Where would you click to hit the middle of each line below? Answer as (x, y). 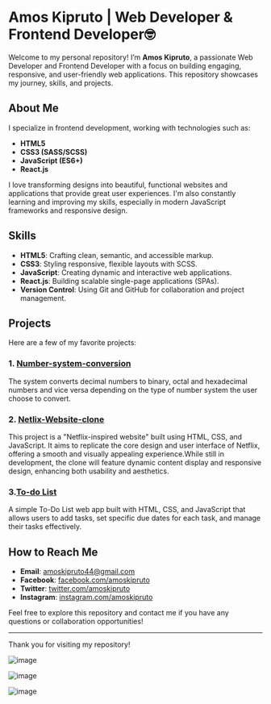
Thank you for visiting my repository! (69, 644)
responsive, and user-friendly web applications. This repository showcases (133, 74)
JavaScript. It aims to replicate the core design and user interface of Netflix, (134, 445)
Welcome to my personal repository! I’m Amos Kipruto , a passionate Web (131, 57)
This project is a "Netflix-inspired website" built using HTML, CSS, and (125, 436)
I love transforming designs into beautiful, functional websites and (118, 185)
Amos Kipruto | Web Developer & (121, 17)
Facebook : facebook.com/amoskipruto (85, 580)
